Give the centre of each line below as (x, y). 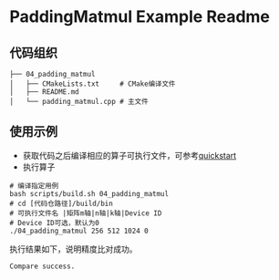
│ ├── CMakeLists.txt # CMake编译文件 (93, 84)
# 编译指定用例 (34, 186)
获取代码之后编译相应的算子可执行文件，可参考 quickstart (129, 155)
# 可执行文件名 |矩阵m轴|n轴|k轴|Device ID (86, 213)
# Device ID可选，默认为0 (55, 223)
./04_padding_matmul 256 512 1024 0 (79, 231)
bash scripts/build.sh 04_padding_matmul (89, 193)
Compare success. (42, 266)
